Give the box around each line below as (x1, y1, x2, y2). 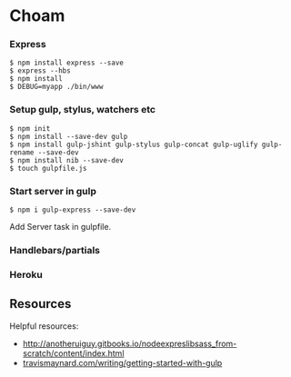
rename (9, 147, 35, 157)
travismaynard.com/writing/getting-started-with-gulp (22, 357, 223, 368)
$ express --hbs (9, 66, 71, 75)
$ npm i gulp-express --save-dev (9, 205, 136, 214)
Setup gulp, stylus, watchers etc (9, 104, 156, 116)
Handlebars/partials (9, 244, 101, 256)
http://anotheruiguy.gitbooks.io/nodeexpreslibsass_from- (22, 338, 237, 349)
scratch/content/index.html (22, 347, 125, 359)
